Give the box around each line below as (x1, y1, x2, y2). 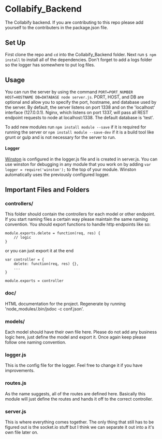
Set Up (5, 39, 26, 47)
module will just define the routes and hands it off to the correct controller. (5, 396, 153, 402)
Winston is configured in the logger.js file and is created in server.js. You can (5, 156, 158, 162)
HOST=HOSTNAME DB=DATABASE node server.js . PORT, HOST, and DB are (5, 94, 144, 100)
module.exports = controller (5, 278, 64, 283)
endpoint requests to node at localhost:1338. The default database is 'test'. (5, 114, 154, 120)
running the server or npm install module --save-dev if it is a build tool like (5, 129, 154, 135)
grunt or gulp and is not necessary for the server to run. (5, 134, 116, 140)
